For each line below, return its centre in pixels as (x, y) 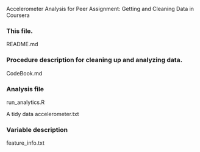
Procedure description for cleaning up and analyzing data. (95, 60)
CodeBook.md (24, 73)
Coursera (18, 15)
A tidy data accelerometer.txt (43, 114)
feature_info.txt (25, 143)
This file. (20, 31)
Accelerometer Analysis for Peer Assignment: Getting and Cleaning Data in (100, 9)
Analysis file (25, 89)
